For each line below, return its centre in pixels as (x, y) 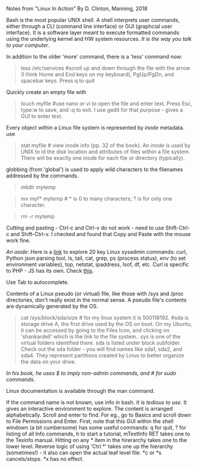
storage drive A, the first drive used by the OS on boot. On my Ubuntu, (106, 324)
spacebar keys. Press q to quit (58, 80)
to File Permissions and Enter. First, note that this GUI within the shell (90, 421)
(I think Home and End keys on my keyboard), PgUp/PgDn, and (97, 74)
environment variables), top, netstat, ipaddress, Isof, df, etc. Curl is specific (98, 264)
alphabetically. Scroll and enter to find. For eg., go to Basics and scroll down (99, 415)
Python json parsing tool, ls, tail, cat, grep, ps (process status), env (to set (96, 258)
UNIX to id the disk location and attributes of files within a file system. (105, 151)
